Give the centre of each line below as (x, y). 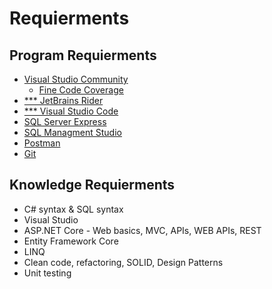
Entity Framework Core (71, 241)
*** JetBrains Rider (63, 100)
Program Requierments (83, 55)
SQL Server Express (65, 121)
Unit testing (47, 273)
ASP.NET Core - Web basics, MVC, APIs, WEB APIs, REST (142, 230)
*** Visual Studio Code (71, 111)
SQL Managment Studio (72, 132)
